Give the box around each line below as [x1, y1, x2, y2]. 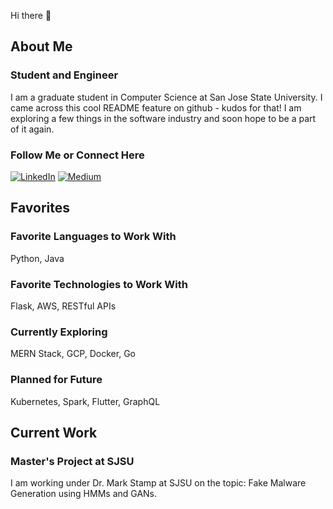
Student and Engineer [10, 68, 119, 82]
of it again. [10, 123, 55, 135]
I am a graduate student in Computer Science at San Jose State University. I [10, 91, 323, 103]
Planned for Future [10, 373, 103, 387]
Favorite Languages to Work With [10, 230, 177, 244]
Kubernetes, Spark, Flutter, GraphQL [10, 395, 161, 407]
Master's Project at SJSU [10, 454, 135, 468]
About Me [10, 38, 73, 55]
